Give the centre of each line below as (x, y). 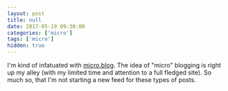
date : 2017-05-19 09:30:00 (46, 26)
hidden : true (26, 45)
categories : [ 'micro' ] (40, 33)
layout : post (26, 13)
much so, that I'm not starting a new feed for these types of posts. (102, 80)
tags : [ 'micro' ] (30, 39)
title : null (24, 20)
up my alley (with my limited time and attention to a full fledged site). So (109, 72)
